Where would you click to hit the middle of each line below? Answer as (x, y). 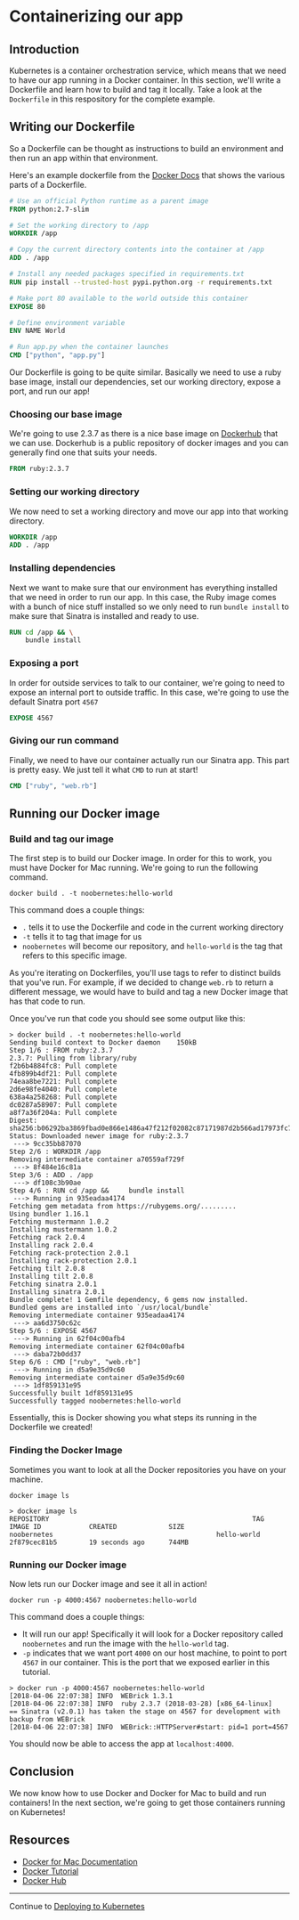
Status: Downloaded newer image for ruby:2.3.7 (99, 1136)
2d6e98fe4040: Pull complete (63, 1090)
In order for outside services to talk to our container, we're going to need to (147, 682)
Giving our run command (64, 741)
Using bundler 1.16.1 (49, 1214)
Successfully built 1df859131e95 (71, 1394)
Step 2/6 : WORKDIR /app (55, 1152)
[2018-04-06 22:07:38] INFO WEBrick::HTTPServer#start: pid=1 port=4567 (149, 1727)
